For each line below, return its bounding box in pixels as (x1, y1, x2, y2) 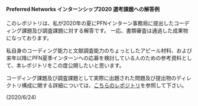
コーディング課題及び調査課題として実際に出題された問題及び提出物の (6, 75, 177, 82)
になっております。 (6, 34, 52, 41)
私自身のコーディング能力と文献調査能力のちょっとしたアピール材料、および (6, 47, 193, 54)
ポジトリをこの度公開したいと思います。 (26, 62, 125, 69)
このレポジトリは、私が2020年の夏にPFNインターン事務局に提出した (6, 20, 174, 27)
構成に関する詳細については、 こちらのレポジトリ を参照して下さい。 (21, 82, 187, 89)
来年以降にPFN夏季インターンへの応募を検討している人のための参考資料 (6, 54, 182, 62)
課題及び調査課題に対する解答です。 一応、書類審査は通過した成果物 (21, 27, 189, 34)
